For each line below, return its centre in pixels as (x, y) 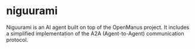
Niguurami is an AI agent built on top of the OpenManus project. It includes (98, 27)
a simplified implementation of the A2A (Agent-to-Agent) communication (95, 33)
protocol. (17, 40)
